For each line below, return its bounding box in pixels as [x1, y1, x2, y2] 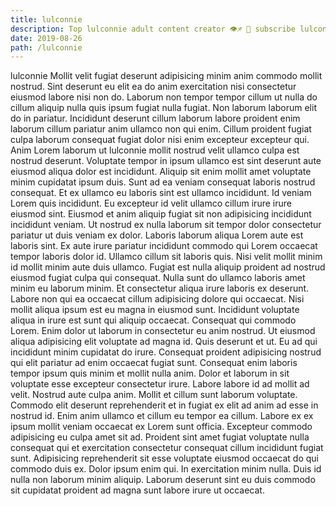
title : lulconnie [10, 14, 83, 25]
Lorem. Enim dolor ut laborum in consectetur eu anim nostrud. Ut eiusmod [10, 325, 316, 337]
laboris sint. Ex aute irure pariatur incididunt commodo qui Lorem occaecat [10, 240, 318, 252]
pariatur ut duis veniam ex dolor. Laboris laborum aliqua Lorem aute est [10, 229, 304, 241]
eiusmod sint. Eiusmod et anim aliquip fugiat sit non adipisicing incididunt [10, 208, 312, 220]
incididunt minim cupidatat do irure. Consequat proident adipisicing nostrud [10, 346, 322, 358]
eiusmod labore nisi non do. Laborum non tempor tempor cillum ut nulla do [10, 91, 318, 103]
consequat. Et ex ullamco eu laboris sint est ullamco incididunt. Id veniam [10, 187, 312, 199]
